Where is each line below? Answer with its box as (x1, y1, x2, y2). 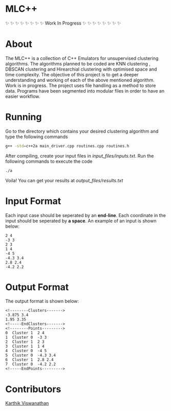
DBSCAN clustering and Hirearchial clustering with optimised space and (5, 66, 157, 72)
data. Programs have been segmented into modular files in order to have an (5, 88, 165, 94)
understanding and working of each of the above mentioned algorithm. (5, 77, 155, 83)
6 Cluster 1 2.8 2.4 (5, 357, 54, 362)
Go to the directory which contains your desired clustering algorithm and (5, 128, 159, 134)
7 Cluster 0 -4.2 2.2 (5, 362, 56, 367)
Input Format (5, 195, 61, 207)
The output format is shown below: (5, 298, 79, 305)
